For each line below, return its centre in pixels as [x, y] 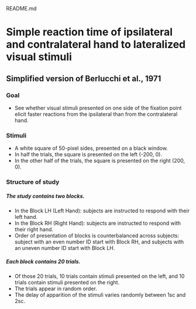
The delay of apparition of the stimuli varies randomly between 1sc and [100, 295]
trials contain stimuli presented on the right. [67, 283]
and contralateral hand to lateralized [96, 45]
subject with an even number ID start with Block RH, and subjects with [99, 242]
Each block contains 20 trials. [43, 261]
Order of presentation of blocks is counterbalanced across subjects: [97, 236]
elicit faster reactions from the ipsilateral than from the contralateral [96, 114]
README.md [21, 8]
